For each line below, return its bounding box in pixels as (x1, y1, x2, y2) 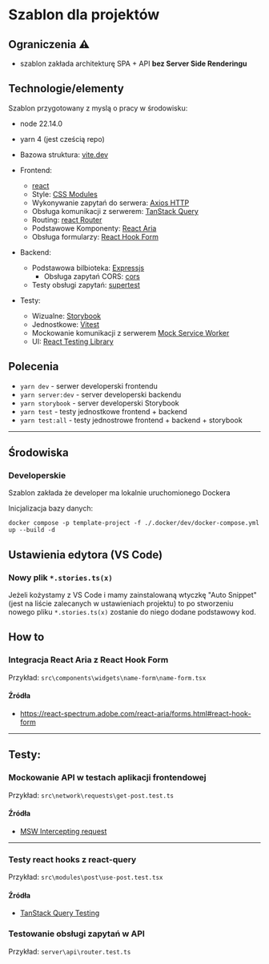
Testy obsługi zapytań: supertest (31, 280, 140, 289)
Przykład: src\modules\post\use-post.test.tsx (8, 872, 163, 882)
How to (8, 631, 45, 644)
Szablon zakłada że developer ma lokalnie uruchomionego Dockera (8, 488, 231, 498)
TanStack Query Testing (19, 908, 100, 918)
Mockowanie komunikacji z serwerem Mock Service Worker (31, 328, 230, 337)
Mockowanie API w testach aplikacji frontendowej (8, 772, 207, 783)
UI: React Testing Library (31, 337, 114, 346)
